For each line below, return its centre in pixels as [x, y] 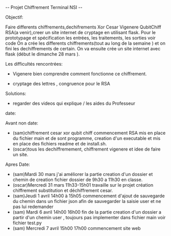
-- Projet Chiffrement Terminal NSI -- [44, 7]
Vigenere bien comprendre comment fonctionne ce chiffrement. [80, 74]
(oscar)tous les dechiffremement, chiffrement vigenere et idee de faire [87, 149]
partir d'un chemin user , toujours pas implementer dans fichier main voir [89, 217]
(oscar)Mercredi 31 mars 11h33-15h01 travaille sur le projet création [83, 185]
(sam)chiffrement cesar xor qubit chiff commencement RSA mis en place [89, 133]
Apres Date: [18, 164]
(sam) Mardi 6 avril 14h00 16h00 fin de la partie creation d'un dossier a [87, 212]
